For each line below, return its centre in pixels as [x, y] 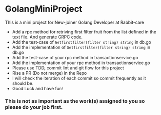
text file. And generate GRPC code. [47, 37]
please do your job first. [34, 107]
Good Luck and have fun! [38, 88]
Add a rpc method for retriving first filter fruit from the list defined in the [84, 32]
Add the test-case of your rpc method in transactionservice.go [75, 57]
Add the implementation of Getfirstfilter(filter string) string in [81, 47]
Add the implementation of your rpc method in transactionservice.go [81, 63]
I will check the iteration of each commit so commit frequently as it [79, 78]
